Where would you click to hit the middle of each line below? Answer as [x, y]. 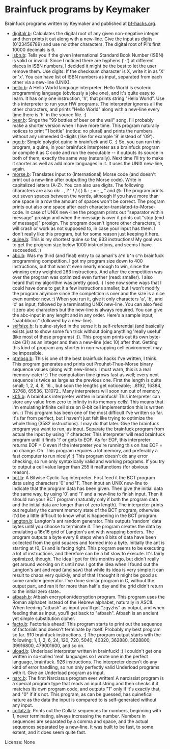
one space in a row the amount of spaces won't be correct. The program [88, 201]
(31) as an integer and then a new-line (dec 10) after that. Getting [90, 342]
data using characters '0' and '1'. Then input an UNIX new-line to [80, 483]
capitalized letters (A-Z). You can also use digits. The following [78, 185]
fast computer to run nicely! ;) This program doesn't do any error [80, 456]
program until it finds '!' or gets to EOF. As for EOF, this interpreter [81, 440]
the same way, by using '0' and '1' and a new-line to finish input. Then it [87, 494]
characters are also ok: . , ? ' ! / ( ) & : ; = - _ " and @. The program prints [88, 190]
